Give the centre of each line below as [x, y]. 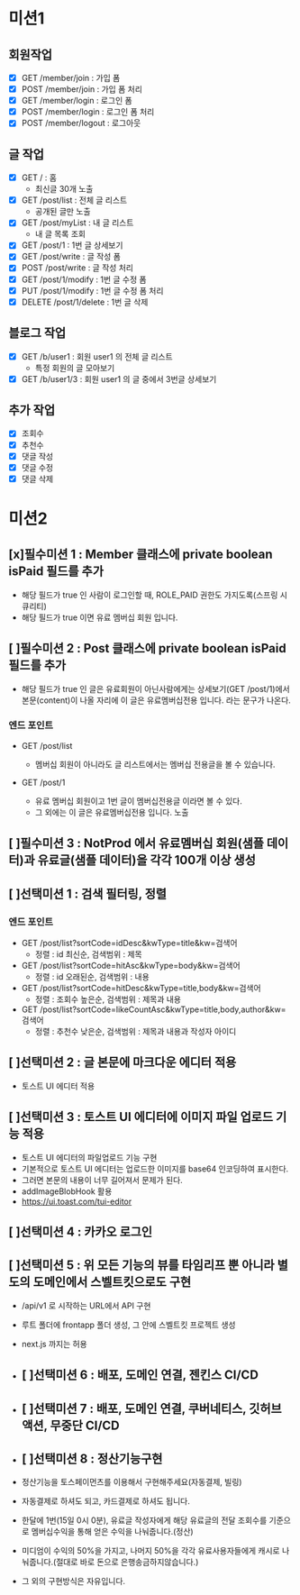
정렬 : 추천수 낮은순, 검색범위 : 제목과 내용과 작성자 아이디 [136, 1031]
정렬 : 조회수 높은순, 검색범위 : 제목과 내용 [108, 999]
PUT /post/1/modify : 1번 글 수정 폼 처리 [92, 290]
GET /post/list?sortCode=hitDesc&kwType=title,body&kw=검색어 [141, 988]
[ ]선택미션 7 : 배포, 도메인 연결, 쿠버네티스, [134, 1408]
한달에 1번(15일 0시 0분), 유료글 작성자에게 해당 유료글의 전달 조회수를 [144, 1520]
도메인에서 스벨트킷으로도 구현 [112, 1282]
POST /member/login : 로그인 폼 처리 [88, 112]
